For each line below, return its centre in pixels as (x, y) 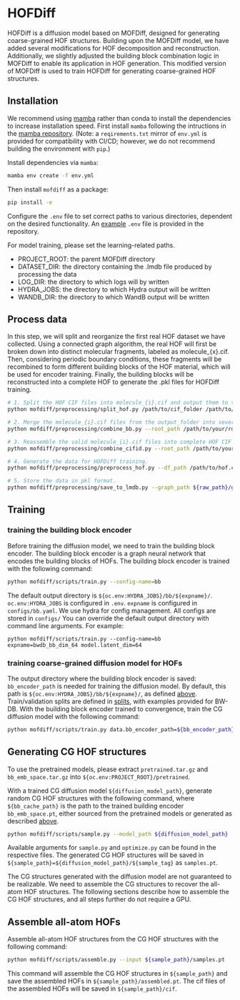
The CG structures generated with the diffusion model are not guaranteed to (120, 876)
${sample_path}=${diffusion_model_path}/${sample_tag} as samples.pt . (113, 863)
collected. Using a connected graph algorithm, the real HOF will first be (112, 344)
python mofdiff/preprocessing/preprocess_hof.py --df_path (97, 468)
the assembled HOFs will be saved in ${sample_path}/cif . (92, 989)
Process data (37, 319)
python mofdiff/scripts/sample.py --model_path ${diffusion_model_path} (118, 834)
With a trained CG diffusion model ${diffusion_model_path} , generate (110, 791)
